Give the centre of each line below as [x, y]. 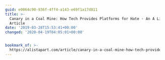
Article [17, 23]
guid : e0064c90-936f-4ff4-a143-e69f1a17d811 [51, 10]
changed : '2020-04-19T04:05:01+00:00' [45, 32]
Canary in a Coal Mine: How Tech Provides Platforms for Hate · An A [82, 19]
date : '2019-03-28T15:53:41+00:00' [41, 28]
